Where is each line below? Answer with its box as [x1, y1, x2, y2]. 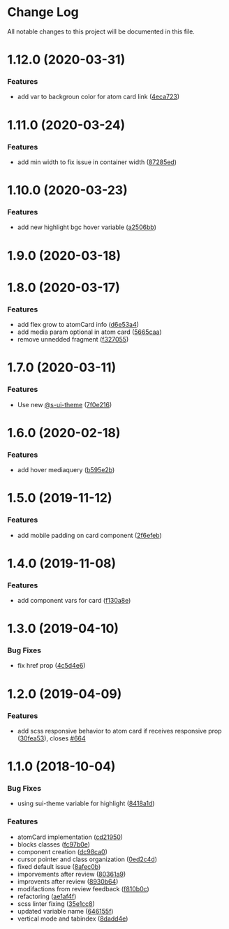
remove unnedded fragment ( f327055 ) [17, 335, 129, 344]
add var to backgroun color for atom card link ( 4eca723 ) [17, 92, 180, 101]
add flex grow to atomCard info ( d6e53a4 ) [17, 321, 140, 329]
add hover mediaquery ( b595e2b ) [17, 466, 115, 474]
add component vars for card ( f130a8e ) [17, 597, 131, 604]
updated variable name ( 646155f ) [17, 907, 114, 915]
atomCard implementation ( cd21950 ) [17, 833, 124, 841]
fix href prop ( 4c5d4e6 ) [17, 661, 86, 670]
